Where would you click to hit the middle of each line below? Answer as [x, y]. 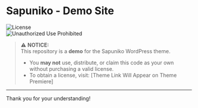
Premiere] [41, 81]
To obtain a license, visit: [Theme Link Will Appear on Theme [103, 75]
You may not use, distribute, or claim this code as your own [101, 63]
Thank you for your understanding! [48, 98]
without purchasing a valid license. [71, 68]
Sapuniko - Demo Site [60, 11]
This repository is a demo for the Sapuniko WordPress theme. [95, 51]
